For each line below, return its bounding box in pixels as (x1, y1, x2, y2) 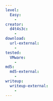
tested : (5, 50, 22, 55)
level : (5, 7, 19, 13)
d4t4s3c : (10, 27, 28, 32)
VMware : (10, 55, 26, 60)
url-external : (10, 41, 39, 46)
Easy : (10, 12, 22, 17)
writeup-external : (10, 83, 49, 88)
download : (5, 36, 26, 41)
